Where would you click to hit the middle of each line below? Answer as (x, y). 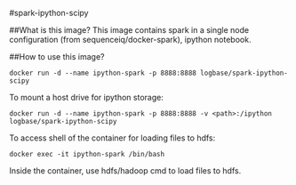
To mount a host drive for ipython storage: (87, 97)
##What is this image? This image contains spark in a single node (129, 30)
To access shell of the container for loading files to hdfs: (112, 138)
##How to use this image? (57, 56)
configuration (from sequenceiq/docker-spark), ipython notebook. (130, 40)
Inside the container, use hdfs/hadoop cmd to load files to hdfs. (125, 171)
